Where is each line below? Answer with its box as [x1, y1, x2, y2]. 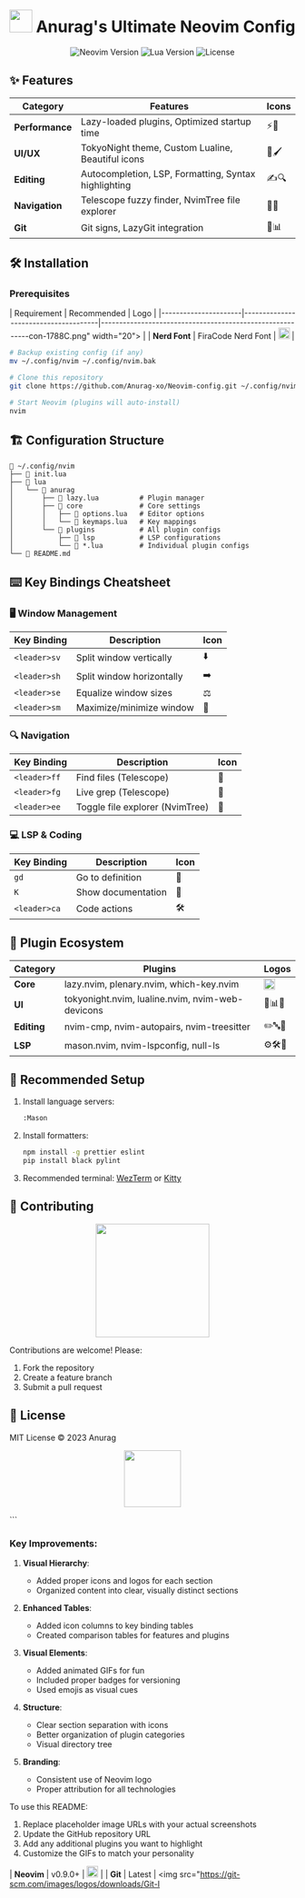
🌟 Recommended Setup [9, 1072, 145, 1088]
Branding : [22, 1756, 61, 1767]
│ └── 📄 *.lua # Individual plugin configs [9, 541, 250, 550]
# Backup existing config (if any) [9, 348, 144, 358]
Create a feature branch [22, 1372, 113, 1383]
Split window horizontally [75, 670, 183, 682]
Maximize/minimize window [75, 701, 195, 714]
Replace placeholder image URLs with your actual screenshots [22, 1818, 257, 1830]
